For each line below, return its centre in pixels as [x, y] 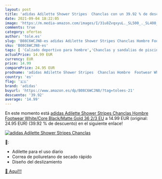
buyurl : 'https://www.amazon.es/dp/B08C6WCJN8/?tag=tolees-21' [70, 90]
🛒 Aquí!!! [13, 171]
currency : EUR [19, 59]
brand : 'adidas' [21, 86]
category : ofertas [23, 32]
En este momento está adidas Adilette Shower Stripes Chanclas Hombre [77, 113]
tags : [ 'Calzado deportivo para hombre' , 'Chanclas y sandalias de [74, 50]
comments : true [20, 28]
